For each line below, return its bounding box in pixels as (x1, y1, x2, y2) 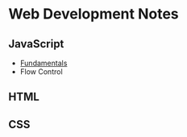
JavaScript (8, 37, 64, 51)
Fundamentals (19, 58, 68, 68)
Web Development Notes (8, 5, 179, 23)
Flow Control (19, 67, 63, 77)
